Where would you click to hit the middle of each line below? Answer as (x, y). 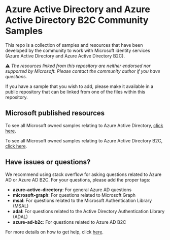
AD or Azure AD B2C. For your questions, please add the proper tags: (78, 179)
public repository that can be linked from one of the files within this (75, 92)
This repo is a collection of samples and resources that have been (74, 45)
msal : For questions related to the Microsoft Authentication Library (82, 200)
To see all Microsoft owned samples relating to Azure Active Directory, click (84, 125)
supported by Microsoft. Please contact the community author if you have (83, 71)
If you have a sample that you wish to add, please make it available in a (79, 86)
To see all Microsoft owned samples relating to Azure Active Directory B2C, (84, 140)
